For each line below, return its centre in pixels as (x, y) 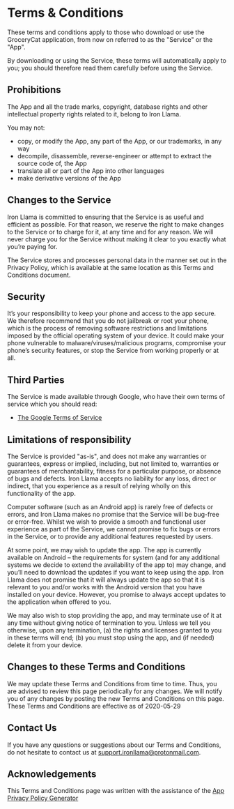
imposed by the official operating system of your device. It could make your (116, 335)
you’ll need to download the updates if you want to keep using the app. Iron (116, 572)
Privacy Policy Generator (43, 798)
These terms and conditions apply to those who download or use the (106, 32)
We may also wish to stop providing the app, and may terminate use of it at (114, 615)
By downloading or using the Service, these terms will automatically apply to (117, 60)
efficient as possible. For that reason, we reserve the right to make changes (116, 224)
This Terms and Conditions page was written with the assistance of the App (116, 791)
